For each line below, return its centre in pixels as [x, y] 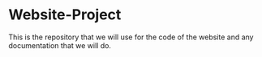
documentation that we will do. [60, 45]
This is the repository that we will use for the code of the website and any [131, 37]
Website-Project [65, 15]
